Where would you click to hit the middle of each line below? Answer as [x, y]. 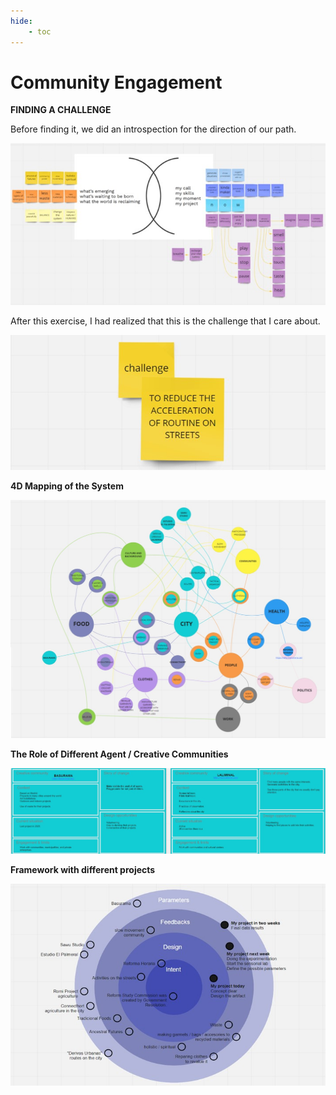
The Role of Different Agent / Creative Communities [119, 754]
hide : [21, 21]
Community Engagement [116, 82]
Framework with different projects [83, 869]
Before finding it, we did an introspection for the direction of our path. [153, 129]
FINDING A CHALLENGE [61, 110]
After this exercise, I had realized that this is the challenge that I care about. [165, 321]
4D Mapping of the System [67, 486]
